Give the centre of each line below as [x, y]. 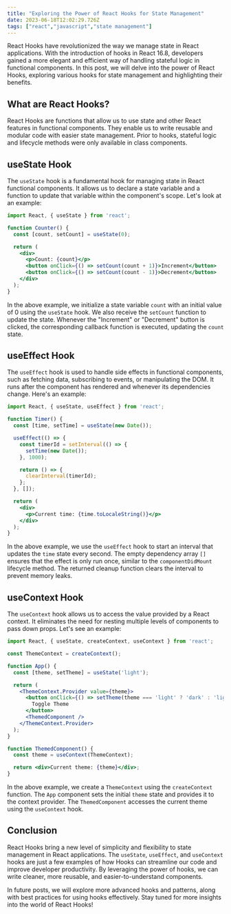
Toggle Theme [51, 704]
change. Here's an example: [47, 394]
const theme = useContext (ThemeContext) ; [74, 755]
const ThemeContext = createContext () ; [64, 654]
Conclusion [32, 831]
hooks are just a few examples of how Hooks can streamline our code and [112, 862]
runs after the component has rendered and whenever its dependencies [109, 387]
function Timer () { [35, 419]
